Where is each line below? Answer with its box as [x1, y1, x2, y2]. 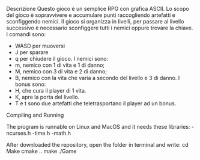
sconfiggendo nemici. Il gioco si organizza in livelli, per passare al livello [6, 18, 184, 25]
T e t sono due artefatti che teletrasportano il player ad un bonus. [14, 100, 177, 107]
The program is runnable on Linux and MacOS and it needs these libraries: [6, 123, 190, 130]
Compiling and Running [6, 111, 64, 118]
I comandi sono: [6, 31, 46, 38]
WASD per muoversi [14, 42, 65, 49]
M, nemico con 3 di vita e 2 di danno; [14, 68, 107, 75]
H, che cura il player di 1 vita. [14, 87, 86, 94]
